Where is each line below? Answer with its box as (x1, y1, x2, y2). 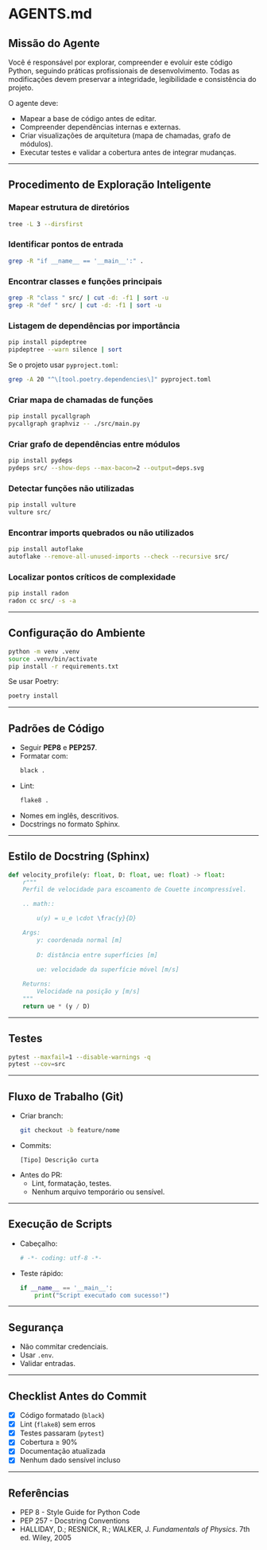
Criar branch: (19, 1111, 64, 1121)
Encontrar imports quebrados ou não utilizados (8, 527, 195, 538)
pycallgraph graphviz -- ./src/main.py (8, 420, 141, 428)
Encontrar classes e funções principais (8, 275, 163, 287)
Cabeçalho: (19, 1239, 58, 1248)
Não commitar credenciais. (19, 1342, 109, 1352)
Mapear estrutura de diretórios (8, 202, 130, 213)
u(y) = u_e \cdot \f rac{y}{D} (37, 915, 137, 923)
